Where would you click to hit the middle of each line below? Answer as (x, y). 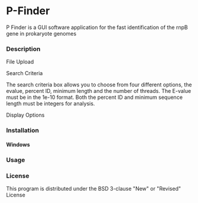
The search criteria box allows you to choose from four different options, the (99, 85)
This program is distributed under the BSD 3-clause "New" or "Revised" (94, 188)
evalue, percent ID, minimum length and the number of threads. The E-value (99, 91)
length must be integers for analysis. (51, 104)
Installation (23, 130)
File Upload (20, 62)
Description (23, 49)
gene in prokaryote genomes (41, 33)
